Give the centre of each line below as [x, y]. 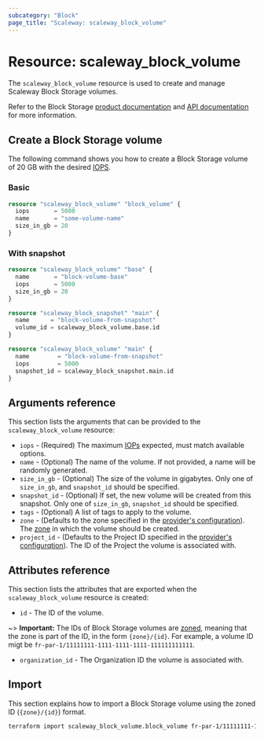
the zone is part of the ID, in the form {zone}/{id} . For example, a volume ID [131, 637]
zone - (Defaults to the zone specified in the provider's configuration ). [132, 520]
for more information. [42, 116]
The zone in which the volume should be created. [99, 529]
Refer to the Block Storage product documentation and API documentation [128, 107]
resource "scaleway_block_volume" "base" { [81, 270]
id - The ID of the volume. [62, 613]
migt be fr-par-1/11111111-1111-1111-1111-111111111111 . [101, 644]
